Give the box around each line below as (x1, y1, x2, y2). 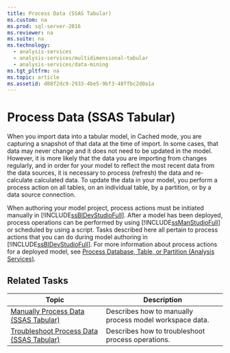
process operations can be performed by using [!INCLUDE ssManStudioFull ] (7, 219, 220, 227)
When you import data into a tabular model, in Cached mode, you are (7, 132, 202, 141)
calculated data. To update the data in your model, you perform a (34, 176, 218, 184)
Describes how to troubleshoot (105, 326, 205, 336)
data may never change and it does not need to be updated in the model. (7, 147, 213, 155)
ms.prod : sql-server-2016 (7, 23, 81, 29)
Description (143, 295, 183, 304)
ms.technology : (7, 42, 51, 49)
